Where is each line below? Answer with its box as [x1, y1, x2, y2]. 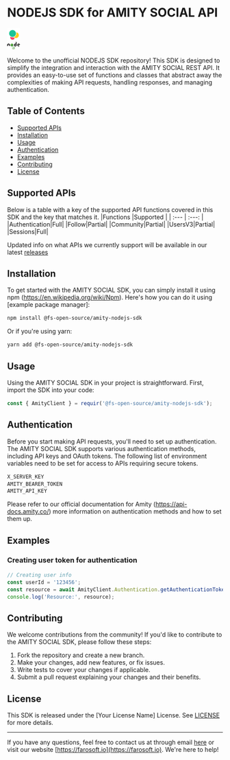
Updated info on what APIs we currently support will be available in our [7, 240, 207, 249]
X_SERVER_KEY [7, 473, 44, 480]
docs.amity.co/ [7, 507, 49, 516]
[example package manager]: [7, 301, 90, 309]
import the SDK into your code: [7, 386, 94, 394]
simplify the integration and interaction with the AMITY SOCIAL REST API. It [7, 63, 220, 71]
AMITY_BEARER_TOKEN [7, 481, 63, 487]
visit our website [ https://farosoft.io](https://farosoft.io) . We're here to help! [7, 746, 219, 754]
